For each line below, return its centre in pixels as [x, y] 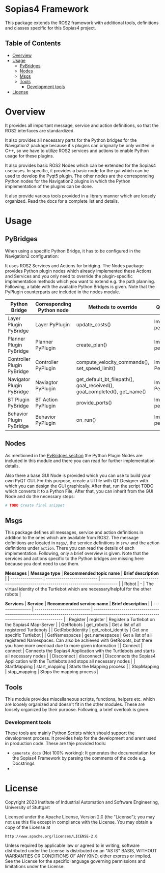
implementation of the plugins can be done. [49, 186]
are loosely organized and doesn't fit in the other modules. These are [75, 704]
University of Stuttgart [27, 808]
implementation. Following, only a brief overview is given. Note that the [77, 553]
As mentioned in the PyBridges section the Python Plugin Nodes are [74, 455]
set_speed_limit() [96, 368]
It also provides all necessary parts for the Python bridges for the [71, 140]
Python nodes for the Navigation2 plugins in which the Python [68, 181]
